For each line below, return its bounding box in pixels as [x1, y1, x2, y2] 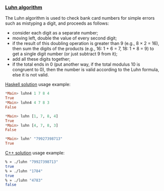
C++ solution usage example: [5, 150, 65, 156]
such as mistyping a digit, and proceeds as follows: [5, 20, 109, 26]
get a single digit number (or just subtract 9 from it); [12, 51, 118, 57]
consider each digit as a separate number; [12, 30, 98, 36]
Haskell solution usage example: [5, 81, 70, 87]
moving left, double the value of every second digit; [12, 35, 117, 41]
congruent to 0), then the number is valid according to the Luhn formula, [12, 67, 159, 73]
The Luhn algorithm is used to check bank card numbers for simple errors [5, 15, 155, 21]
